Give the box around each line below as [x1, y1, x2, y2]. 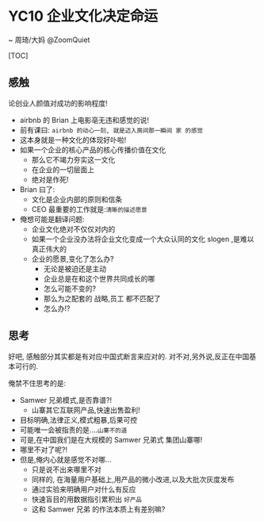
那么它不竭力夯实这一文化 [31, 155, 116, 164]
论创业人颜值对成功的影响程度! [8, 98, 109, 108]
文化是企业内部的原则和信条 [31, 194, 123, 204]
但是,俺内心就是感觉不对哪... [19, 454, 112, 464]
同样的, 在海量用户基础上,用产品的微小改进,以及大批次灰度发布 [31, 474, 235, 484]
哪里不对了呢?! [19, 445, 67, 454]
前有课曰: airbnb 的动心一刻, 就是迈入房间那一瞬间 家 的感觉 [19, 125, 204, 135]
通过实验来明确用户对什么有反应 [31, 485, 136, 494]
